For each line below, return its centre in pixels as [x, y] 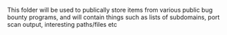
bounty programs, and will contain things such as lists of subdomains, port [113, 17]
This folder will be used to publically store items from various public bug [110, 10]
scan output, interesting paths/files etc [62, 24]
